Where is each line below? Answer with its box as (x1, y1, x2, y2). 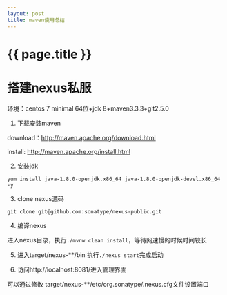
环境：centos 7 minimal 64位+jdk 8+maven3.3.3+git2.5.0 (7, 104, 169, 113)
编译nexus (17, 221, 47, 229)
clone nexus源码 (17, 194, 64, 202)
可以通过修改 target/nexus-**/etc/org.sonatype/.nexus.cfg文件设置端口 (7, 280, 209, 288)
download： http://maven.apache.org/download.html (7, 133, 157, 142)
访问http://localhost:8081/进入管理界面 (17, 265, 127, 274)
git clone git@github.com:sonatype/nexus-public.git (7, 208, 162, 215)
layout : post (7, 10, 45, 17)
